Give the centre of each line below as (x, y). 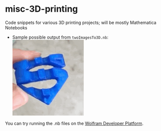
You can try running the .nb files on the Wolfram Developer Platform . (74, 123)
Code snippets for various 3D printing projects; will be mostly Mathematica (81, 22)
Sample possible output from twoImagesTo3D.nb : (60, 37)
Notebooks (16, 27)
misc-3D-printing (41, 9)
